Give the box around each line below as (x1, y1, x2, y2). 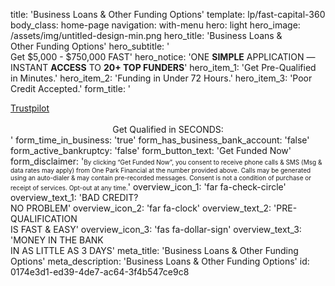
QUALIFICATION (10, 213, 78, 224)
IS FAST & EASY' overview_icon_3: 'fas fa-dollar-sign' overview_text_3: (10, 224, 302, 235)
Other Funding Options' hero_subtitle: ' (10, 40, 170, 52)
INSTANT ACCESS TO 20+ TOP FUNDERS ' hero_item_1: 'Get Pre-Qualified (10, 62, 317, 73)
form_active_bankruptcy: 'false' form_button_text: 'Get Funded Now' (10, 145, 292, 156)
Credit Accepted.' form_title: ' (10, 83, 132, 94)
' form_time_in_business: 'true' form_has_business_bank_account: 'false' (10, 134, 310, 146)
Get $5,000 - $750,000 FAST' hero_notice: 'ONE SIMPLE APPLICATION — (10, 51, 316, 63)
